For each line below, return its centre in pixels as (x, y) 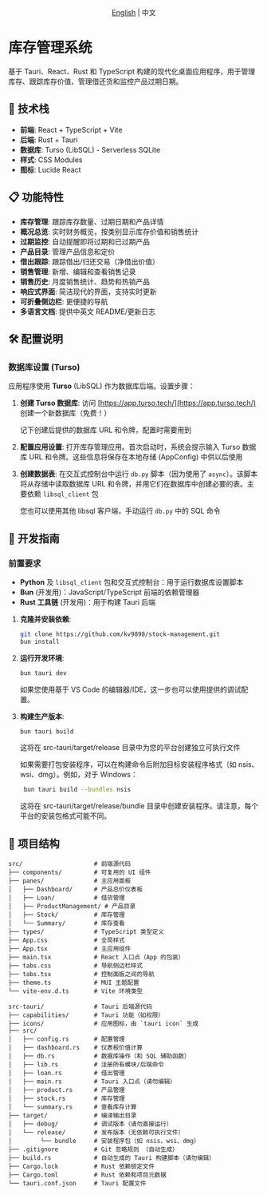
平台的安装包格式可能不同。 (65, 816)
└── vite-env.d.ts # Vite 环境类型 (76, 991)
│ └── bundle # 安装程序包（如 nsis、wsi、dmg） (104, 1141)
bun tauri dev (43, 673)
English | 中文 (134, 12)
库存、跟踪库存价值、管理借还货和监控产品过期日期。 (96, 81)
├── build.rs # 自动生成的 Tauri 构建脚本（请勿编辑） (112, 1158)
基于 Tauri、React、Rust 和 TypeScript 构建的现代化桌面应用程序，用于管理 (132, 71)
